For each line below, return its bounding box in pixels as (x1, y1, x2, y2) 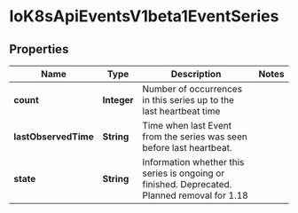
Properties (9, 42, 69, 57)
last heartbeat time (142, 105, 221, 117)
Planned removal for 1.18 (142, 189, 248, 201)
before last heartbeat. (142, 142, 232, 154)
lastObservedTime (13, 130, 95, 143)
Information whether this (142, 156, 245, 168)
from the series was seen (142, 130, 248, 143)
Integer (102, 94, 135, 106)
